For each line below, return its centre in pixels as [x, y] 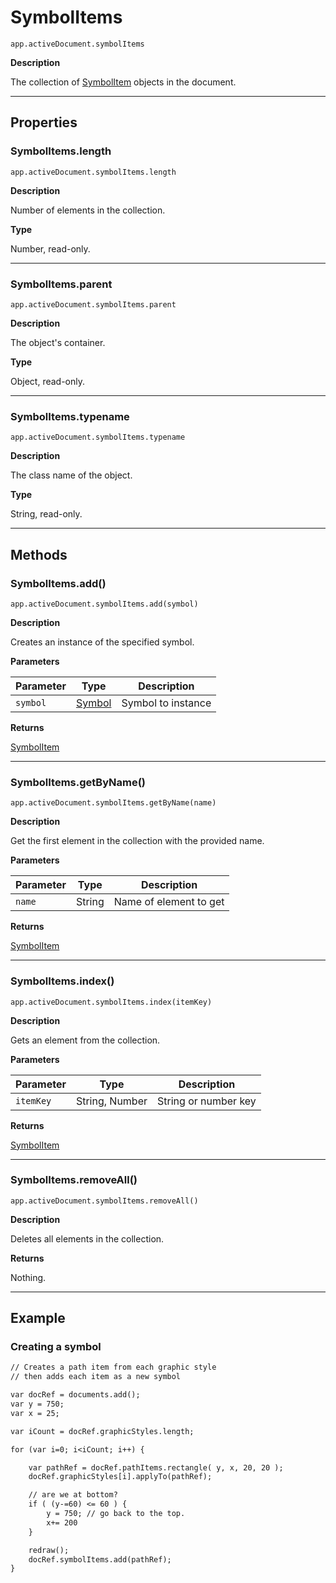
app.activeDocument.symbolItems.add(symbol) [104, 604]
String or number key [207, 1101]
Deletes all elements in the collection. [87, 1238]
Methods [39, 554]
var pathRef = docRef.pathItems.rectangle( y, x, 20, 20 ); [156, 1467]
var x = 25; [35, 1413]
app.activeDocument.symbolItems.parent [93, 304]
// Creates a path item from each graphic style [113, 1367]
